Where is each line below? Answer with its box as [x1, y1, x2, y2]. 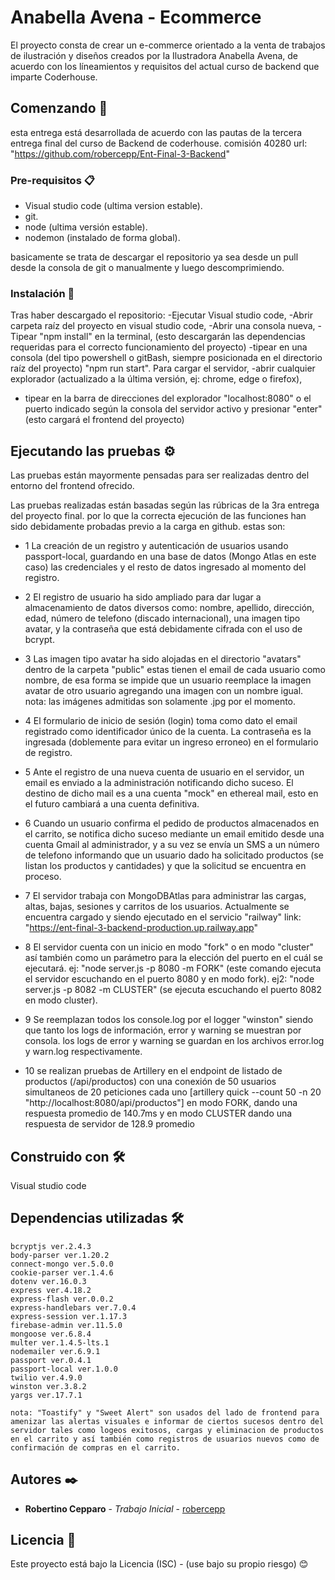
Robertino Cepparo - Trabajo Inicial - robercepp [24, 1502, 226, 1515]
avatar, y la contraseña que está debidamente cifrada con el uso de [24, 623, 303, 635]
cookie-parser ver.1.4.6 [10, 1267, 114, 1278]
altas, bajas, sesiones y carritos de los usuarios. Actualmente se [24, 901, 290, 913]
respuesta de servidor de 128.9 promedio [24, 1118, 195, 1130]
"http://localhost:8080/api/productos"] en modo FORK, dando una [24, 1097, 298, 1109]
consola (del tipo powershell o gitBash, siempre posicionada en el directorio [10, 352, 323, 364]
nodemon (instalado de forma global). [24, 232, 181, 244]
